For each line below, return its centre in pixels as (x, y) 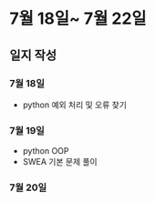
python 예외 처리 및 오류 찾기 (75, 105)
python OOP (46, 151)
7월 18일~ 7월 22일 (78, 19)
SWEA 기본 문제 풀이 (60, 162)
